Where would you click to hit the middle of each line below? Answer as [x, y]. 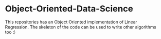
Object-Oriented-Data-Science [69, 9]
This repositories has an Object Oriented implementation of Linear [71, 22]
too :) [10, 32]
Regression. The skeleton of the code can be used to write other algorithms [81, 27]
